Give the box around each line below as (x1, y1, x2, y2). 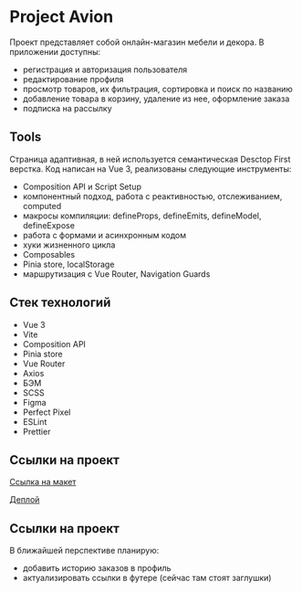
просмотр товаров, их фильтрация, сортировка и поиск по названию (22, 83, 294, 94)
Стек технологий (9, 295, 111, 311)
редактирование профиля (22, 73, 124, 84)
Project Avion (9, 6, 114, 27)
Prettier (22, 426, 51, 437)
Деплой (9, 494, 40, 505)
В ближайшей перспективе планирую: (9, 545, 160, 556)
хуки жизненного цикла (22, 239, 116, 250)
